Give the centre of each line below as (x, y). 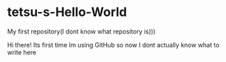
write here (22, 52)
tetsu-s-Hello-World (67, 12)
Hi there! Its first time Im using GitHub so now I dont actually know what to (113, 45)
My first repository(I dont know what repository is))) (81, 31)
